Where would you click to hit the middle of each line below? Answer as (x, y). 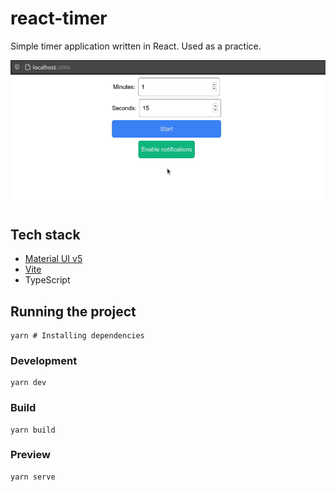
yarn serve (33, 477)
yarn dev (28, 383)
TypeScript (47, 280)
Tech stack (45, 234)
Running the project (73, 311)
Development (44, 360)
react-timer (59, 18)
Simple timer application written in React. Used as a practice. (136, 46)
